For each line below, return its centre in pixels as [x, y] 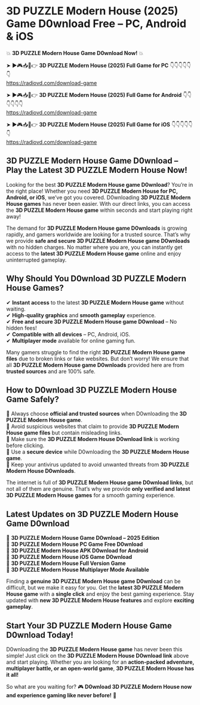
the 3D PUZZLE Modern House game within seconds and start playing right [99, 210]
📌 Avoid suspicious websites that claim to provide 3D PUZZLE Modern [93, 427]
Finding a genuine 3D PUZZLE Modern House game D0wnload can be [93, 581]
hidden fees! [21, 328]
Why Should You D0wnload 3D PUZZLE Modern [96, 279]
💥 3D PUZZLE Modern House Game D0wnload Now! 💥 [75, 53]
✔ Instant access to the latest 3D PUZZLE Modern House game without [95, 302]
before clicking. [25, 446]
